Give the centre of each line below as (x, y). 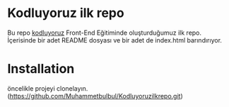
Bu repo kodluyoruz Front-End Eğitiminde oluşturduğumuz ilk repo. (105, 33)
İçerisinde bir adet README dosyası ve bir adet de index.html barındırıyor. (115, 40)
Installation (41, 69)
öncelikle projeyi (31, 88)
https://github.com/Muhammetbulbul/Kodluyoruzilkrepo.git (95, 96)
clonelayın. (72, 88)
